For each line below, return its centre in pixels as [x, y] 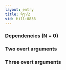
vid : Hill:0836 [21, 19]
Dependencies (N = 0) [32, 36]
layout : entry [20, 10]
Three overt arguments [33, 62]
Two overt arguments [31, 49]
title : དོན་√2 [18, 14]
